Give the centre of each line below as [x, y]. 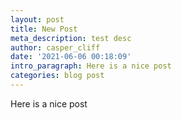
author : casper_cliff [55, 47]
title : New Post [44, 29]
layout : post [37, 19]
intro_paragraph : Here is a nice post [91, 66]
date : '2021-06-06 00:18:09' [71, 57]
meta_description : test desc [71, 38]
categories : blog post [57, 76]
